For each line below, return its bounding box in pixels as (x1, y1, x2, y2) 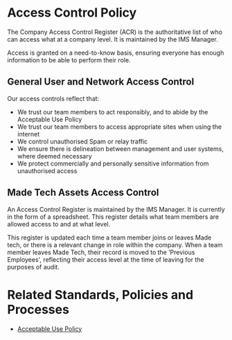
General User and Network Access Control (7, 76, 195, 88)
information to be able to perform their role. (7, 55, 131, 64)
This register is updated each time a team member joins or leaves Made (7, 233, 212, 242)
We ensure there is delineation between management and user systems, (17, 144, 224, 153)
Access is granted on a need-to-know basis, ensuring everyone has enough (7, 48, 224, 57)
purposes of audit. (7, 262, 60, 271)
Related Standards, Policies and (7, 287, 194, 303)
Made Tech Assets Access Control (7, 187, 159, 199)
